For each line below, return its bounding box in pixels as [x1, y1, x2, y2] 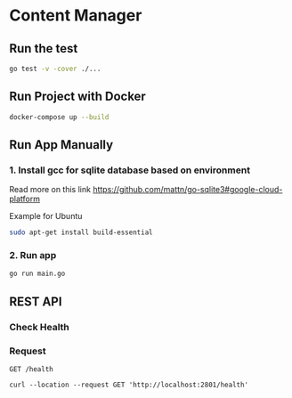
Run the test [9, 41, 78, 56]
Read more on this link [9, 184, 92, 195]
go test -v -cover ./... [9, 64, 101, 73]
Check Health [9, 321, 69, 333]
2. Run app [9, 249, 57, 262]
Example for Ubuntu [9, 211, 83, 222]
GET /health [9, 364, 53, 374]
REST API [9, 294, 62, 309]
